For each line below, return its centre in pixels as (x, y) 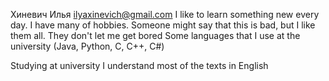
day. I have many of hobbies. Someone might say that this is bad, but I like (163, 25)
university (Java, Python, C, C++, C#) (87, 46)
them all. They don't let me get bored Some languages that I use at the (155, 35)
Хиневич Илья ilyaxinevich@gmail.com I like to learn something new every (165, 14)
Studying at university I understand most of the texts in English (139, 65)
